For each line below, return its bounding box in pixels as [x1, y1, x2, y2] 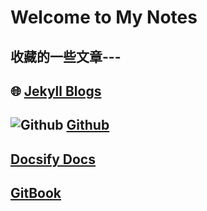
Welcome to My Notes [10, 6, 198, 29]
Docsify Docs [10, 151, 96, 168]
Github [66, 117, 110, 134]
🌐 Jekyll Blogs [10, 82, 102, 100]
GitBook [10, 185, 62, 202]
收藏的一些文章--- [10, 48, 122, 65]
